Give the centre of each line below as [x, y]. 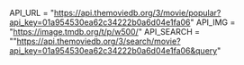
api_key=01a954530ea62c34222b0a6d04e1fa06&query [113, 51]
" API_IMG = [213, 22]
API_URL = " [32, 13]
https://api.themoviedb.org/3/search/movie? [99, 41]
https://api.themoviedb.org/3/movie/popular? [137, 13]
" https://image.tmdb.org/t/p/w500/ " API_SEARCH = [105, 32]
